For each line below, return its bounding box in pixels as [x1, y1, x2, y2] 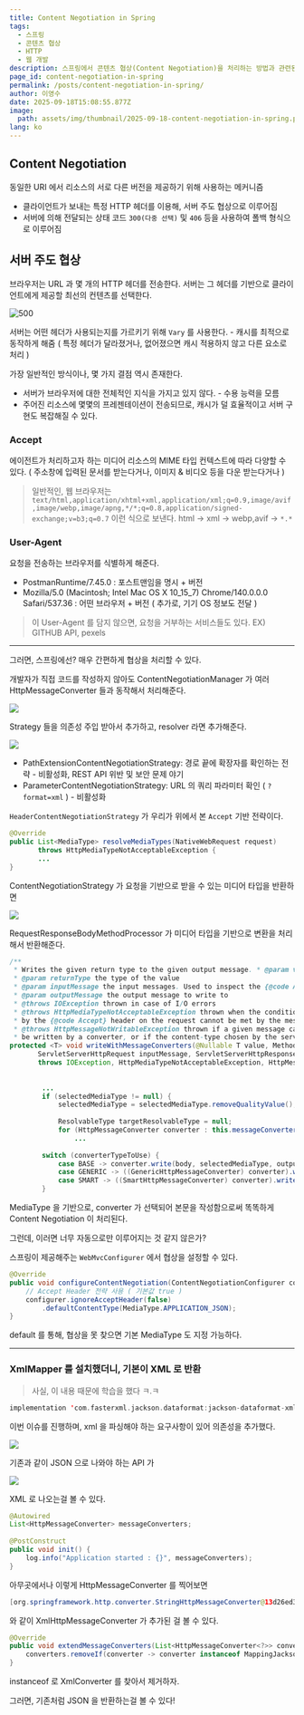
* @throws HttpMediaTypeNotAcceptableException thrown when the [13, 1007, 261, 1016]
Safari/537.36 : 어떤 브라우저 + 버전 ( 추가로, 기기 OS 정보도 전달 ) [22, 598, 258, 609]
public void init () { [9, 1546, 91, 1555]
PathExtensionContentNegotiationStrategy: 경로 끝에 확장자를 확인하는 [22, 757, 280, 768]
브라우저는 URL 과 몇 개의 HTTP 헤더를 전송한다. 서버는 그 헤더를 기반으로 [9, 278, 270, 289]
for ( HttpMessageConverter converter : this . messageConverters [57, 1125, 301, 1135]
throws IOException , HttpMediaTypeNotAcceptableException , [37, 1058, 265, 1067]
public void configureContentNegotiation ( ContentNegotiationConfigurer [9, 1278, 285, 1287]
